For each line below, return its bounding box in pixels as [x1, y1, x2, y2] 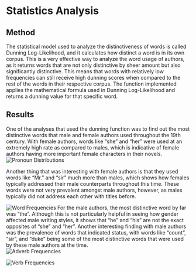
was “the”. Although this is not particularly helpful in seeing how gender [6, 210, 179, 217]
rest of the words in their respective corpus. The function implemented [6, 80, 177, 87]
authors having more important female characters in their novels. [6, 150, 163, 157]
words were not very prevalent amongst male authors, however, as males [6, 186, 183, 193]
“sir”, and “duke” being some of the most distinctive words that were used [6, 235, 184, 242]
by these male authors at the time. [6, 242, 88, 249]
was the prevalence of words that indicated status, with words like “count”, [6, 229, 186, 236]
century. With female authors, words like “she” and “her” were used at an [6, 138, 183, 145]
